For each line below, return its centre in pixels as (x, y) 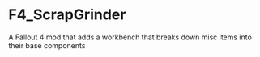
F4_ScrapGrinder (67, 15)
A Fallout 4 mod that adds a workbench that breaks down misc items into (130, 37)
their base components (47, 45)
